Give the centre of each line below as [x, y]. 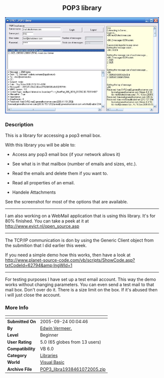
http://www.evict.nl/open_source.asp [42, 226]
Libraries [49, 356]
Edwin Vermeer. [56, 328]
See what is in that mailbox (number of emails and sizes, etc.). [74, 164]
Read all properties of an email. [43, 182]
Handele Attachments [34, 192]
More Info [17, 308]
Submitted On [21, 321]
